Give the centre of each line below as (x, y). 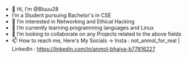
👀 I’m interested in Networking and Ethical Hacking (73, 21)
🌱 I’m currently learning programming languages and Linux (83, 28)
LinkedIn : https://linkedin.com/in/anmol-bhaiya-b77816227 (84, 49)
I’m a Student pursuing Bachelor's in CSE (61, 15)
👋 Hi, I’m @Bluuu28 (35, 9)
